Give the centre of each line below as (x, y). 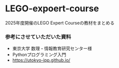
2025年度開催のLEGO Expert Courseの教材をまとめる (60, 23)
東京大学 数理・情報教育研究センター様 (52, 49)
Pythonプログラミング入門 (39, 55)
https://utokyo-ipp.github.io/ (41, 60)
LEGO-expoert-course (52, 9)
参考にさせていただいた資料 (38, 36)
